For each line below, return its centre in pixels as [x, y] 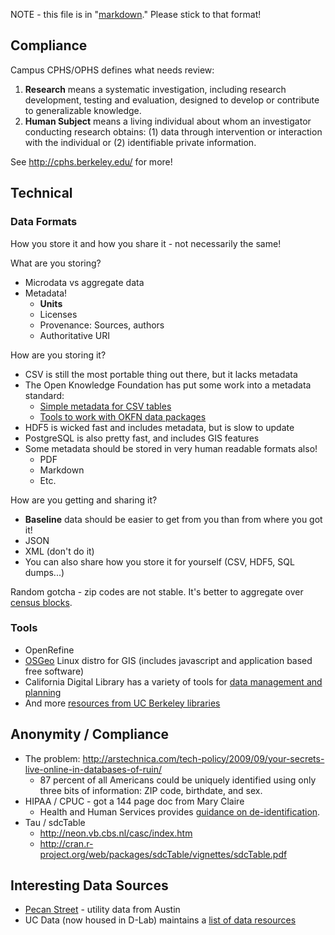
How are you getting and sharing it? [84, 500]
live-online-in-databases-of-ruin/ [93, 769]
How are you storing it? [58, 355]
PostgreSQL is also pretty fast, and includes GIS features [142, 438]
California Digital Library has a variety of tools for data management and [173, 681]
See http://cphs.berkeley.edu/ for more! [91, 161]
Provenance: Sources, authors [102, 325]
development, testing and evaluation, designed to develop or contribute [172, 100]
